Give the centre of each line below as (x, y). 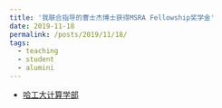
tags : (19, 43)
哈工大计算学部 (50, 94)
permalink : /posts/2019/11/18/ (68, 34)
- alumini (36, 68)
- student (36, 59)
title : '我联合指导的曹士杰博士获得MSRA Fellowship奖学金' (112, 18)
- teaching (38, 51)
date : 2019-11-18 (42, 26)
